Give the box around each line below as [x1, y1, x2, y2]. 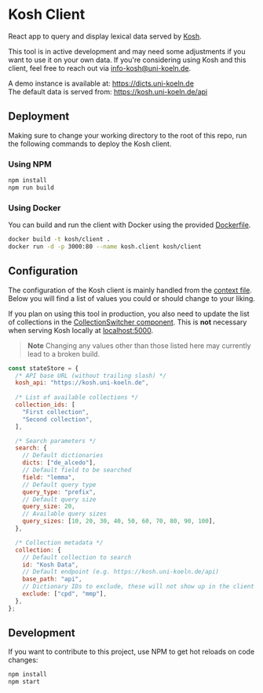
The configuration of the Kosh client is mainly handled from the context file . [8, 285, 253, 295]
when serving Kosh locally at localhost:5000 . [8, 325, 154, 335]
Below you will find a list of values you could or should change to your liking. [8, 293, 255, 303]
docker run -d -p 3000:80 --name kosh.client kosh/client [8, 242, 202, 251]
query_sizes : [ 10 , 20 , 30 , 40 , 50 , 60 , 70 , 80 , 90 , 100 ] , [22, 517, 216, 526]
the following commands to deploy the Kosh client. [8, 139, 172, 148]
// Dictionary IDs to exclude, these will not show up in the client [22, 583, 255, 591]
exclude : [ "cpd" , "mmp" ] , [22, 590, 108, 598]
